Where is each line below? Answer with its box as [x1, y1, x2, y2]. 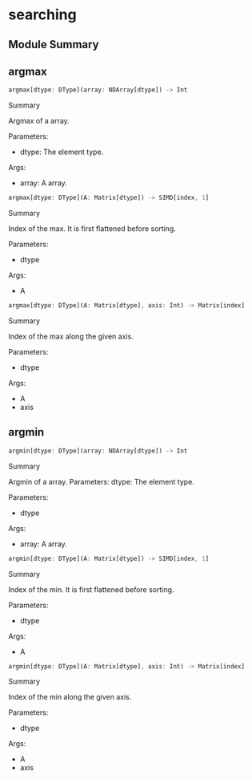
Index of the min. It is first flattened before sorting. [8, 584, 174, 594]
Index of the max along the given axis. [8, 331, 134, 342]
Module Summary [8, 38, 99, 51]
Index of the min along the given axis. [8, 692, 132, 702]
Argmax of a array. [8, 116, 70, 126]
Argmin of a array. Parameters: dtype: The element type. [8, 477, 194, 486]
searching [8, 6, 78, 24]
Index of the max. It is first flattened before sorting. [8, 224, 176, 233]
